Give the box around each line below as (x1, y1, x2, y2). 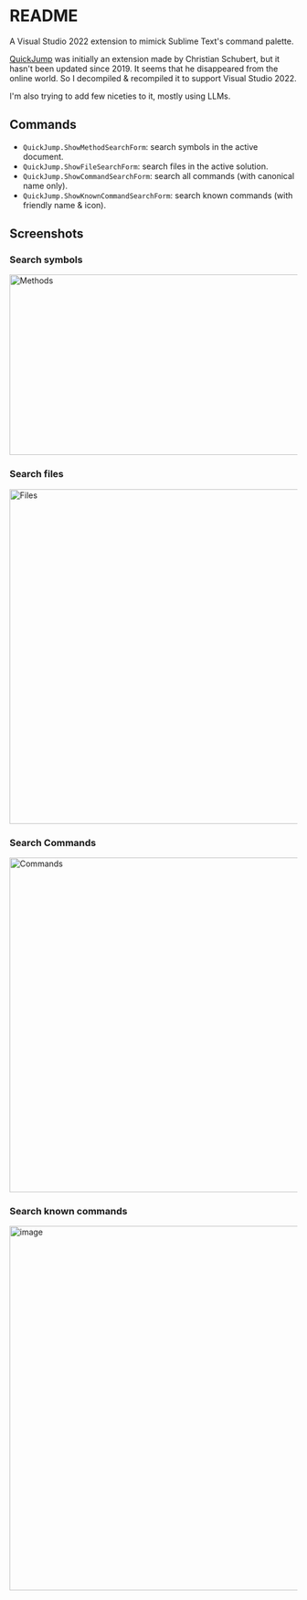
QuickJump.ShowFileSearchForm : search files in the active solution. (22, 161, 269, 172)
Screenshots (9, 226, 84, 242)
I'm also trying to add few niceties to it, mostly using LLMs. (9, 90, 231, 101)
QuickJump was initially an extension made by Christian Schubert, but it (9, 53, 281, 64)
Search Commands (9, 836, 97, 849)
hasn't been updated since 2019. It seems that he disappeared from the (9, 63, 279, 74)
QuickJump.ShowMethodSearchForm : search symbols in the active (22, 141, 259, 152)
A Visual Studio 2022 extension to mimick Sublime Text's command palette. (9, 36, 294, 47)
